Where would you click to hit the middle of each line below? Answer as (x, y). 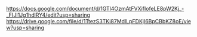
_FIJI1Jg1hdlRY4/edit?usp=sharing (48, 15)
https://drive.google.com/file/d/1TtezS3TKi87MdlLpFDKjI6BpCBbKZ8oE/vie (98, 21)
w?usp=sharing (25, 27)
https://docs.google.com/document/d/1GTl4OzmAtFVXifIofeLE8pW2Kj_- (95, 9)
